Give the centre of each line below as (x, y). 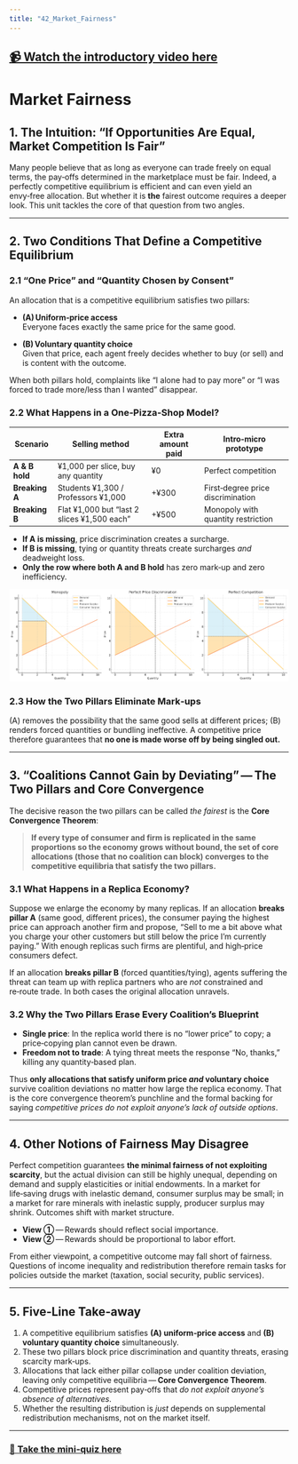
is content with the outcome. (74, 362)
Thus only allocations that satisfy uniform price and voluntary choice (139, 1079)
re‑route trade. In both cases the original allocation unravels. (119, 991)
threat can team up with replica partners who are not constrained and (136, 983)
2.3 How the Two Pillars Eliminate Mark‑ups (105, 701)
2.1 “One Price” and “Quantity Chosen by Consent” (122, 281)
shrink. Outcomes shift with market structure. (92, 1213)
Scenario (31, 443)
